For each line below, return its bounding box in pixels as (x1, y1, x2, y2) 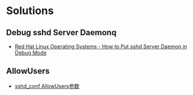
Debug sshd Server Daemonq (6, 28, 117, 38)
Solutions (6, 4, 54, 18)
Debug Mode (14, 49, 47, 56)
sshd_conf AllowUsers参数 (14, 82, 80, 89)
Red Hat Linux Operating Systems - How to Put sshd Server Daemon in (14, 43, 187, 50)
